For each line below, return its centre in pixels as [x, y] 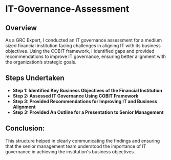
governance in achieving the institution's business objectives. [70, 151]
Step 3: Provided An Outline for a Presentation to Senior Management [88, 112]
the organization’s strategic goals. [41, 62]
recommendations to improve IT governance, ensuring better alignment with [86, 56]
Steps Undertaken [35, 78]
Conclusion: [25, 128]
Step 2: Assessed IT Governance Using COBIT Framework [76, 96]
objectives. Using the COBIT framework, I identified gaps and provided [80, 51]
